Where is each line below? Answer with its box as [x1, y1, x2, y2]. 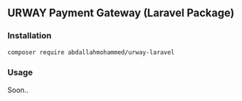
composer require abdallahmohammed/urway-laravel [7, 48, 175, 56]
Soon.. [7, 85, 29, 95]
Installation [7, 30, 52, 41]
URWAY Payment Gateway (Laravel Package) [7, 6, 235, 20]
